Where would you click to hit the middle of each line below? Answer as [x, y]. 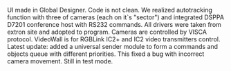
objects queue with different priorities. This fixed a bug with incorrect [106, 54]
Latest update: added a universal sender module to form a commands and [113, 47]
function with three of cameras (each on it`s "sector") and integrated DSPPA [116, 17]
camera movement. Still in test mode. [60, 61]
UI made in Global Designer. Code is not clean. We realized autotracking [110, 10]
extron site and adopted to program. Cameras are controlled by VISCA [107, 32]
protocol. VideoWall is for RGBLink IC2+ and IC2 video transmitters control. [114, 39]
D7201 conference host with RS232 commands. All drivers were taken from [114, 24]
